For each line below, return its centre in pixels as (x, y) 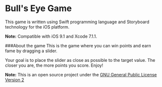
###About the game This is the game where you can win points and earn (78, 45)
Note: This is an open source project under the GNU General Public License (81, 74)
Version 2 (15, 80)
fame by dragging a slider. (31, 51)
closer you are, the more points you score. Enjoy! (54, 65)
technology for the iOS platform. (37, 27)
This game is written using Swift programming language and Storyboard (77, 22)
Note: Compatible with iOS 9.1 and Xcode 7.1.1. (51, 36)
